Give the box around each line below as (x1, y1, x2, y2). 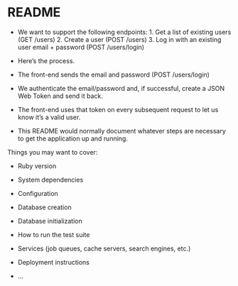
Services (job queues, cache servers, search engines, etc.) (17, 244, 191, 253)
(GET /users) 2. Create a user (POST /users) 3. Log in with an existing (17, 35, 222, 43)
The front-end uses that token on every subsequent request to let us (17, 105, 219, 114)
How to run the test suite (17, 230, 90, 238)
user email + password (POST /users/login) (17, 43, 144, 51)
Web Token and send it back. (17, 92, 103, 100)
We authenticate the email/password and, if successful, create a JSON (17, 84, 225, 92)
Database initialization (17, 216, 83, 225)
